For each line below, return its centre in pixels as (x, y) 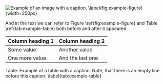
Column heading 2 (82, 41)
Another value (76, 50)
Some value (22, 50)
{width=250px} (21, 13)
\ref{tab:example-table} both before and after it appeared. (67, 29)
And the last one (78, 58)
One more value (27, 58)
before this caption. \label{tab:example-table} (53, 76)
